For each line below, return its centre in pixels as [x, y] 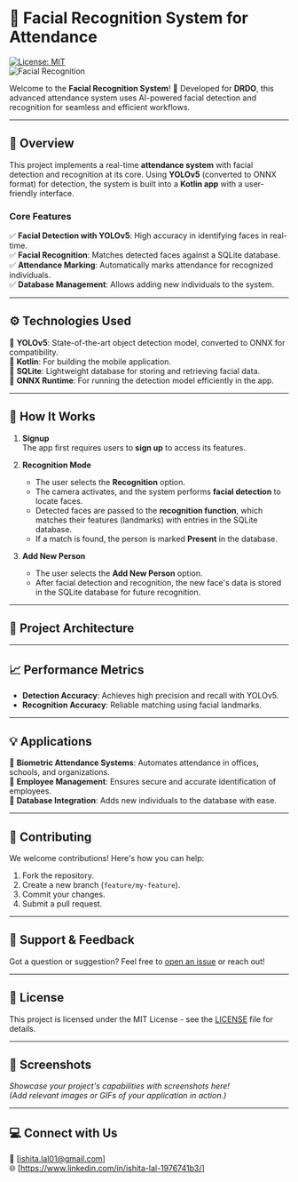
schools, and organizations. [60, 772]
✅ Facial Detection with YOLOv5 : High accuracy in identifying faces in [138, 236]
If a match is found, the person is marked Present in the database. [156, 539]
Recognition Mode [56, 465]
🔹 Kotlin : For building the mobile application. [90, 361]
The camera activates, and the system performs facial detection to [158, 491]
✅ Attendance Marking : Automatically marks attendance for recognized [141, 265]
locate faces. [59, 500]
